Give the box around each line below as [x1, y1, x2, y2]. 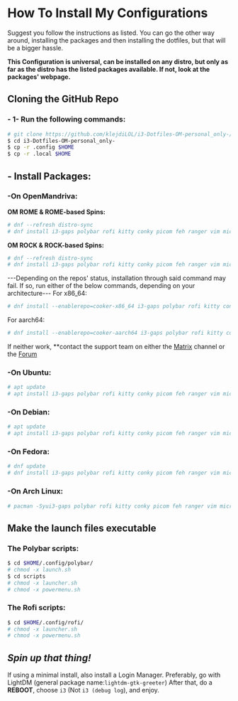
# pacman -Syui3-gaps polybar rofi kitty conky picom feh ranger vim [7, 503, 217, 510]
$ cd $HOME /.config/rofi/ [7, 619, 84, 626]
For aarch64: [7, 316, 45, 324]
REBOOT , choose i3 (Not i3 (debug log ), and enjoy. [7, 686, 159, 695]
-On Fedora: [7, 446, 50, 456]
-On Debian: [7, 407, 50, 417]
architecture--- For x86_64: [7, 289, 87, 298]
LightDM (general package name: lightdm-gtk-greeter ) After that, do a [7, 678, 212, 687]
